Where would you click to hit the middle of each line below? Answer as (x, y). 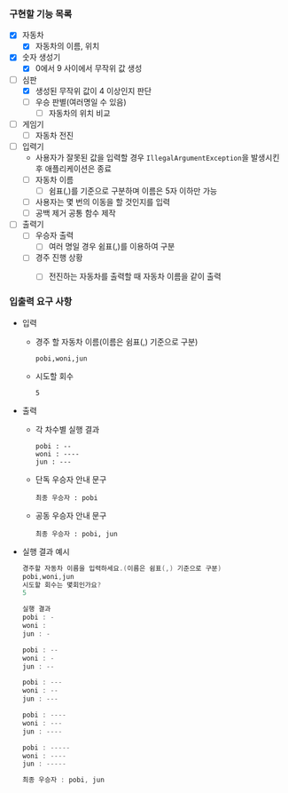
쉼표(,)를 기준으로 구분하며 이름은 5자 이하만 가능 (133, 191)
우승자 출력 (54, 235)
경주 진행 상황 (59, 258)
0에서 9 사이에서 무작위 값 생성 (89, 68)
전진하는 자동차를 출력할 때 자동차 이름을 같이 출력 (135, 276)
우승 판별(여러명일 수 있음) (81, 102)
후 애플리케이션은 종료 (74, 168)
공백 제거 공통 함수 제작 (76, 213)
